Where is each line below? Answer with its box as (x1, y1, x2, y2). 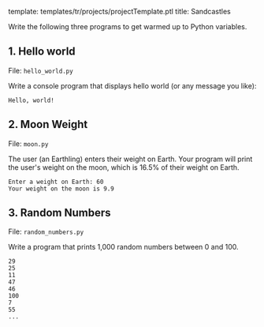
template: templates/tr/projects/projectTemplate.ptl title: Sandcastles (8, 7, 231, 16)
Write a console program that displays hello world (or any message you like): (8, 81, 257, 90)
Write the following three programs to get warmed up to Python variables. (8, 22, 247, 31)
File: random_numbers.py (8, 227, 84, 236)
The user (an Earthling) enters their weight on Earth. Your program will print (8, 154, 253, 163)
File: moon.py (8, 138, 49, 148)
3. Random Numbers (8, 206, 111, 220)
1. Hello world (8, 45, 76, 58)
